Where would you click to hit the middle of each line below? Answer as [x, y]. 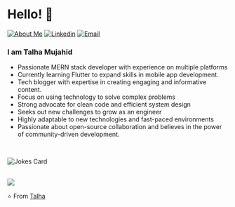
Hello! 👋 [31, 14]
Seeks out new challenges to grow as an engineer [89, 112]
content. [29, 90]
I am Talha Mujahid [40, 52]
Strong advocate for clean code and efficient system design [104, 105]
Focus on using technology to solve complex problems [96, 97]
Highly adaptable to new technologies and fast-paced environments [115, 119]
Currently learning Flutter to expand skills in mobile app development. [118, 75]
